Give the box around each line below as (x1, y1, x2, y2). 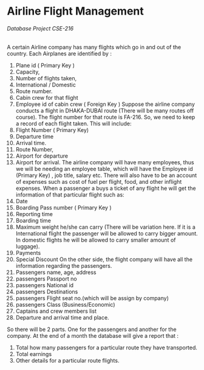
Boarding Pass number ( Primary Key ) (15, 204, 112, 211)
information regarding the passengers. (15, 262, 112, 270)
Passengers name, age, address (15, 269, 97, 276)
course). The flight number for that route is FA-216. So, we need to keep (15, 114, 195, 121)
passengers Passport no (15, 275, 78, 282)
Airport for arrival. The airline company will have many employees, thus (15, 159, 194, 166)
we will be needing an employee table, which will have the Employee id (15, 166, 193, 173)
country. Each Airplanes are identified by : (7, 50, 112, 57)
